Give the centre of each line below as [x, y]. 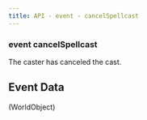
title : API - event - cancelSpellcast [73, 16]
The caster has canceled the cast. [65, 62]
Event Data [36, 87]
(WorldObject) [32, 107]
